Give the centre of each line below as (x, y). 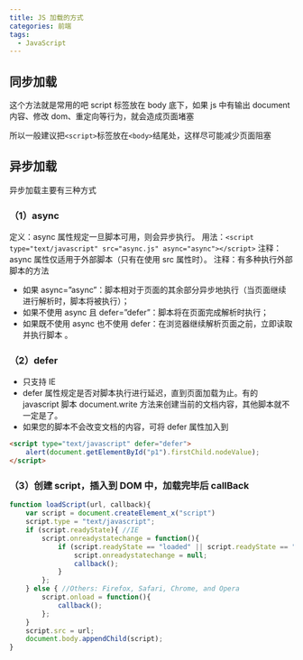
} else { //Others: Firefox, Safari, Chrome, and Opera (133, 589)
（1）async (35, 215)
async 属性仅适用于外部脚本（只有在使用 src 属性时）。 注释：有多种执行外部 (151, 260)
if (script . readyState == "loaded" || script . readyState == (173, 546)
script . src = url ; (60, 631)
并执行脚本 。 (47, 335)
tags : (19, 34)
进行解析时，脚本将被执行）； (76, 301)
